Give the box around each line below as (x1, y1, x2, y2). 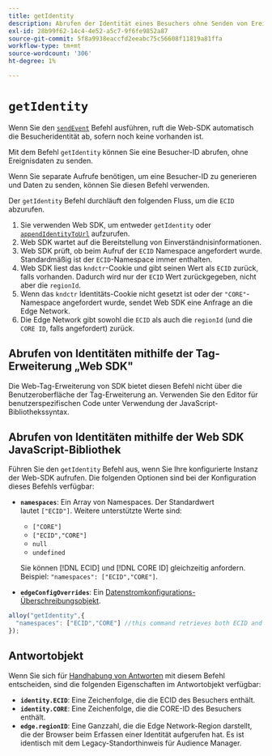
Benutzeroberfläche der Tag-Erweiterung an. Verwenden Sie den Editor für (8, 390, 258, 399)
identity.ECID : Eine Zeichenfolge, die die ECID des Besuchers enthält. (19, 694, 256, 705)
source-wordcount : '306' (8, 49, 92, 58)
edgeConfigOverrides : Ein (19, 587, 104, 597)
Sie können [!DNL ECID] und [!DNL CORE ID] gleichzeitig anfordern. (19, 563, 246, 573)
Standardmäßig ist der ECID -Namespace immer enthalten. (19, 254, 213, 264)
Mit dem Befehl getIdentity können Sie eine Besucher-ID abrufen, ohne (8, 147, 249, 156)
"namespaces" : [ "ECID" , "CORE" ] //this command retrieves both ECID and (15, 619, 263, 628)
